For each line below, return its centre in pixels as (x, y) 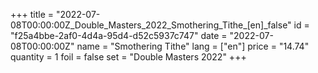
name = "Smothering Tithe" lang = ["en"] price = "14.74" (193, 46)
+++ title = (32, 14)
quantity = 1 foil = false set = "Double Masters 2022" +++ (128, 57)
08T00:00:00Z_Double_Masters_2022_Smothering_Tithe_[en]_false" (151, 25)
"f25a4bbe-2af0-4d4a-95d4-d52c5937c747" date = (119, 35)
